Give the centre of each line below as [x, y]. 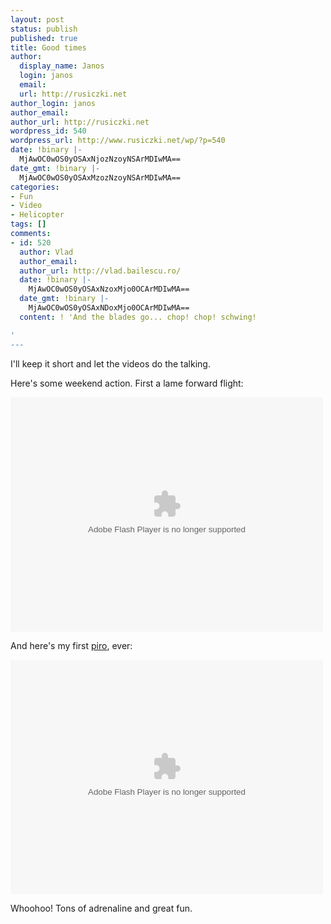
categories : [35, 187]
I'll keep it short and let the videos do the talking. [110, 363]
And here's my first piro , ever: [71, 645]
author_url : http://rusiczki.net [80, 122]
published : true [44, 38]
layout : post [37, 19]
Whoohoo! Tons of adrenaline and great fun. [101, 908]
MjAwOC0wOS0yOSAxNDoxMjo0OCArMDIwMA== [109, 308]
